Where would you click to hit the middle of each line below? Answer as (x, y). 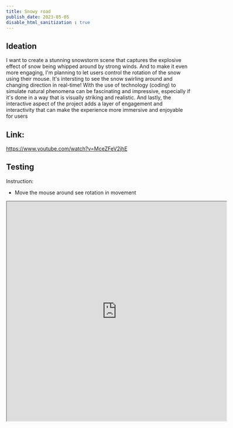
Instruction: (20, 181)
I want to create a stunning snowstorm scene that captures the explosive (94, 60)
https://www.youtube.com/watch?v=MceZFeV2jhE (67, 149)
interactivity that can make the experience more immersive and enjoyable (95, 110)
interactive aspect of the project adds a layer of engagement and (84, 104)
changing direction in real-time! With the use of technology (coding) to (91, 85)
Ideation (21, 46)
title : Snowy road (28, 11)
